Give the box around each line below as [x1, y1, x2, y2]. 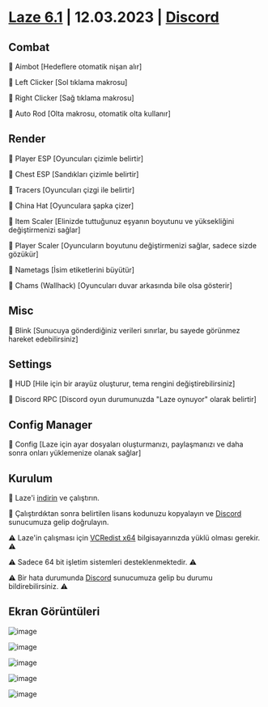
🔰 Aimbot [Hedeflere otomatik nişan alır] [8, 61, 143, 71]
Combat [8, 40, 50, 54]
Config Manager [8, 417, 93, 432]
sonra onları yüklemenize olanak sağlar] [8, 448, 142, 458]
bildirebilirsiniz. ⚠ [8, 582, 69, 591]
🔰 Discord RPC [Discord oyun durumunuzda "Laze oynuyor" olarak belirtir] [8, 395, 257, 404]
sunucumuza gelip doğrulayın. [8, 518, 109, 527]
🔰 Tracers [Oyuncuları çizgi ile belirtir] [8, 184, 135, 194]
